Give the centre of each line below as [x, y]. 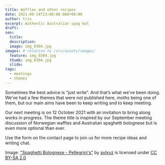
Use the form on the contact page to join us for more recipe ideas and [76, 137]
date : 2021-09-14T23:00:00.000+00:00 [44, 14]
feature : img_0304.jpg [33, 55]
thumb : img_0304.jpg [31, 60]
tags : [11, 69]
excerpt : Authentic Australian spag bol [47, 23]
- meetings [21, 74]
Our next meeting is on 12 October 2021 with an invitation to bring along [78, 112]
